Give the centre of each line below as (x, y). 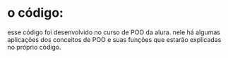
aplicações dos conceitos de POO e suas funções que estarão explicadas (114, 39)
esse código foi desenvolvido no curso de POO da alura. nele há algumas (114, 32)
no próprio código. (34, 47)
